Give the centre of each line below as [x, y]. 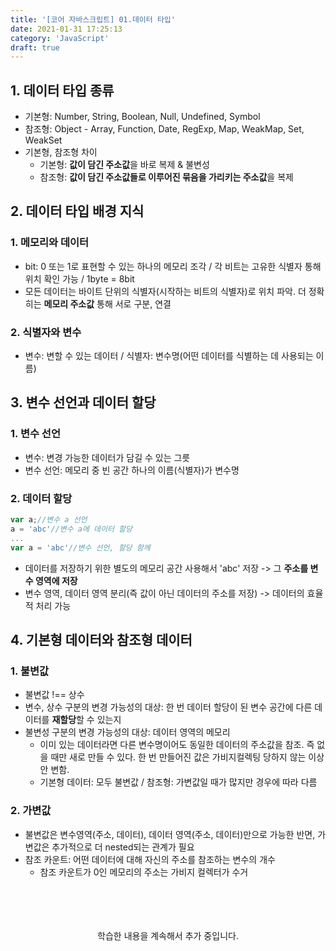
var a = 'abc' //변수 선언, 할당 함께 [80, 547]
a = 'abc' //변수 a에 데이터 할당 [71, 529]
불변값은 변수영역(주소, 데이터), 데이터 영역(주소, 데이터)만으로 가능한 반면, [170, 834]
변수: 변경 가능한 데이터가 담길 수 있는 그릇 [107, 457]
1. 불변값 [30, 671]
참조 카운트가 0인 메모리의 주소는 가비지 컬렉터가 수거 [144, 872]
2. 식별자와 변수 [46, 332]
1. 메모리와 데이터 [50, 243]
